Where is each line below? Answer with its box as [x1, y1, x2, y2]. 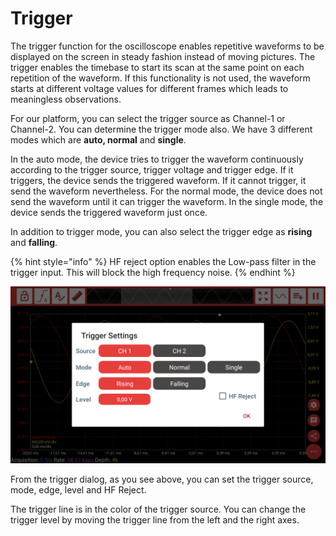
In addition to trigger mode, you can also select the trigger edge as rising [10, 225, 313, 237]
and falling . [10, 236, 58, 248]
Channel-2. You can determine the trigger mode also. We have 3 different [10, 123, 313, 135]
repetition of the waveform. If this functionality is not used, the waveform [10, 72, 311, 84]
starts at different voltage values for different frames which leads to [10, 82, 289, 94]
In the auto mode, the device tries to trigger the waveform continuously [10, 153, 304, 165]
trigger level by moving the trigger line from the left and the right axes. [10, 514, 300, 526]
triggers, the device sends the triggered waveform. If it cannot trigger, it [10, 174, 307, 186]
